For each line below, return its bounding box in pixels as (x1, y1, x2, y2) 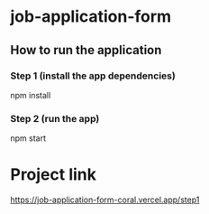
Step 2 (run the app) (10, 112, 100, 125)
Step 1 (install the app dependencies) (10, 70, 177, 82)
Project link (10, 164, 97, 185)
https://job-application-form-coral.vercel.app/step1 (10, 194, 200, 205)
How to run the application (10, 42, 162, 58)
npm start (10, 133, 47, 144)
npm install (10, 89, 51, 100)
